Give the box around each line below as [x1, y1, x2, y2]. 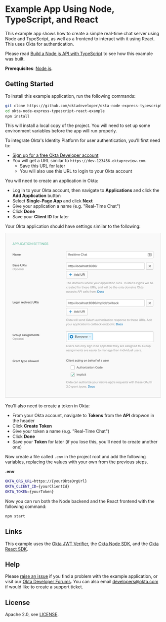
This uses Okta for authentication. [5, 41, 74, 47]
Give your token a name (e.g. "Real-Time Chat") [12, 428, 110, 435]
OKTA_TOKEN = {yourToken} [5, 490, 54, 495]
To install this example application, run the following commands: [5, 93, 136, 99]
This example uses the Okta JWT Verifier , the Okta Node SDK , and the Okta [5, 541, 159, 547]
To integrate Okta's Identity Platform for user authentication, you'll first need [5, 137, 161, 143]
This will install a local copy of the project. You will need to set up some [5, 123, 151, 128]
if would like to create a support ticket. [5, 584, 83, 590]
